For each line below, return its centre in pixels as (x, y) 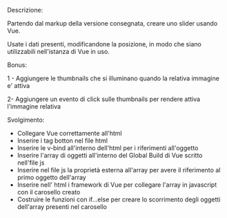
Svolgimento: (26, 120)
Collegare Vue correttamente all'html (69, 133)
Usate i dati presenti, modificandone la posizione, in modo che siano (104, 44)
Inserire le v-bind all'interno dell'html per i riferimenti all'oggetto (108, 148)
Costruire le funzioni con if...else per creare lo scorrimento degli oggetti (119, 199)
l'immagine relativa (34, 106)
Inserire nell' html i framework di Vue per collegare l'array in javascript (117, 185)
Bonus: (17, 65)
